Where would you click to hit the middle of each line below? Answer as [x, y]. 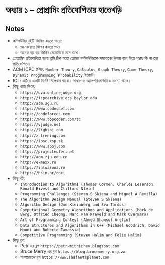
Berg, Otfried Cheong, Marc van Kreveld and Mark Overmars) [84, 214]
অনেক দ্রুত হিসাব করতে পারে [40, 47]
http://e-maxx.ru [38, 162]
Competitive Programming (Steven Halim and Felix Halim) [81, 235]
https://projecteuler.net [47, 152]
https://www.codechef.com [47, 109]
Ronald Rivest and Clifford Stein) [57, 189]
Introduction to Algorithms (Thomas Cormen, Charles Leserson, [88, 184]
